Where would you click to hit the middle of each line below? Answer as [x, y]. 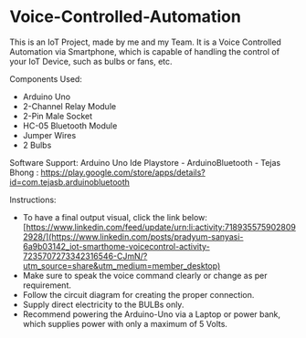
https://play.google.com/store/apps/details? [123, 172]
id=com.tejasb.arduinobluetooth [70, 182]
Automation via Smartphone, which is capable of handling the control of [145, 51]
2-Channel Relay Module [69, 106]
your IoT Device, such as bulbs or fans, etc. [91, 61]
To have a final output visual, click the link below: [115, 217]
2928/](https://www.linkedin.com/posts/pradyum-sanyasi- [133, 236]
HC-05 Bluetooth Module [70, 126]
